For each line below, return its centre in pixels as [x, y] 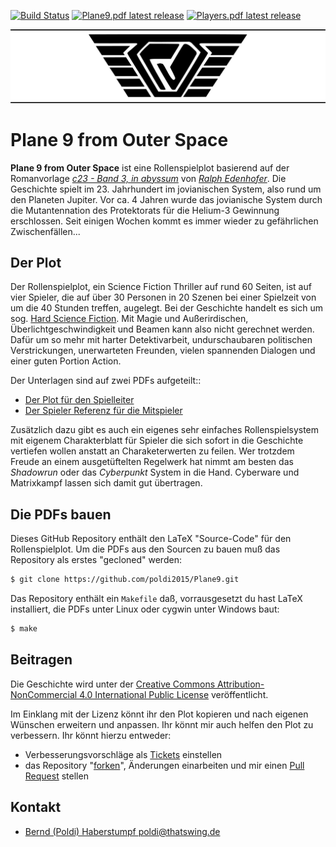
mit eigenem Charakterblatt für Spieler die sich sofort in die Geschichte [157, 441]
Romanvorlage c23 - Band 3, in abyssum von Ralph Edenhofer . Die [148, 178]
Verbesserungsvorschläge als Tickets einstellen [123, 754]
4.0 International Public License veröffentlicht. [174, 694]
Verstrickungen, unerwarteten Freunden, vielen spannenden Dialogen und [163, 351]
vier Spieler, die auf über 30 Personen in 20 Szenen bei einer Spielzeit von [163, 297]
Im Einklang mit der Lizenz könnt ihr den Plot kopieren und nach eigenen [159, 714]
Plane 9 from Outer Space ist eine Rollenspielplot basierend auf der [150, 167]
